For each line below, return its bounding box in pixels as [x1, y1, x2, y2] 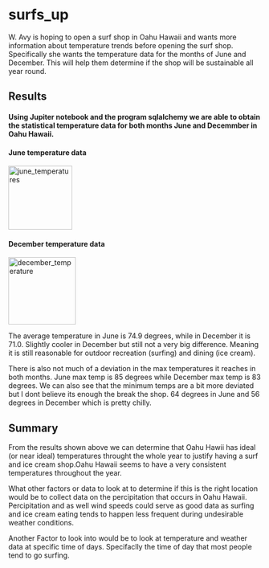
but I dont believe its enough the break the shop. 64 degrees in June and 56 [8, 390, 260, 399]
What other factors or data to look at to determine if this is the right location [8, 484, 259, 493]
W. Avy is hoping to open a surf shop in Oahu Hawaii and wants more [8, 32, 237, 42]
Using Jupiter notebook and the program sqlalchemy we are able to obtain [8, 112, 261, 121]
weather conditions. [8, 518, 75, 528]
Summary [8, 421, 59, 435]
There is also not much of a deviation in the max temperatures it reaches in [8, 364, 256, 374]
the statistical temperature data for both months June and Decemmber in [8, 121, 258, 130]
